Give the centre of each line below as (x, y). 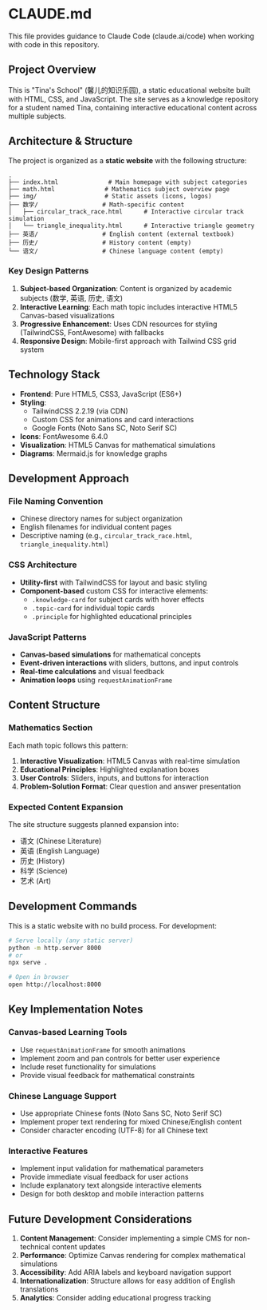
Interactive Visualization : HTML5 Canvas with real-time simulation (130, 761)
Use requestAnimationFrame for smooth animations (102, 1049)
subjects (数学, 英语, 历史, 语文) (71, 298)
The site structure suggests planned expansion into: (94, 824)
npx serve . (28, 963)
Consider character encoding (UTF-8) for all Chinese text (114, 1130)
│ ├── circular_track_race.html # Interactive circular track (126, 212)
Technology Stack (54, 375)
